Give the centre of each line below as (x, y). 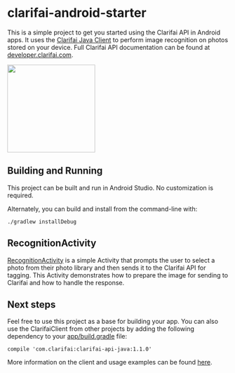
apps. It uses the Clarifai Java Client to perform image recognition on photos (118, 39)
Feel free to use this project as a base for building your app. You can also (113, 322)
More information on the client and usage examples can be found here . (110, 362)
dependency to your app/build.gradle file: (67, 336)
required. (20, 195)
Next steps (32, 305)
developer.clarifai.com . (40, 55)
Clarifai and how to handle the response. (66, 282)
